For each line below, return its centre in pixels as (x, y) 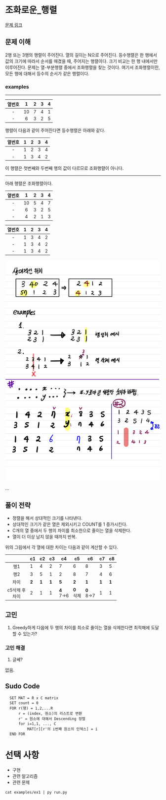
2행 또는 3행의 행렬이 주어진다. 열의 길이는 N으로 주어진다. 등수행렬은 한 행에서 (81, 55)
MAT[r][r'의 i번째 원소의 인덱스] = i (62, 729)
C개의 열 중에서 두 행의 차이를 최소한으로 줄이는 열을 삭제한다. (72, 531)
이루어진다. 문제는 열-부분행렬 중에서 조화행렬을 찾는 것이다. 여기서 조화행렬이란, (83, 67)
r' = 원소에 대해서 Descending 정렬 (52, 719)
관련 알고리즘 (25, 776)
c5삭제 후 (17, 590)
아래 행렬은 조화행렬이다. (29, 184)
